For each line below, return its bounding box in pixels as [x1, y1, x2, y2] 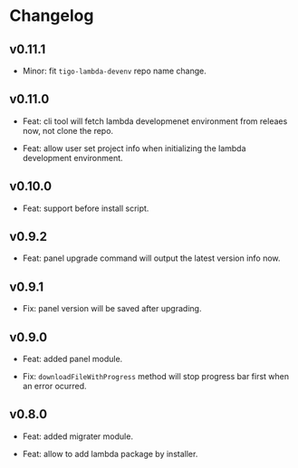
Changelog [9, 5, 94, 26]
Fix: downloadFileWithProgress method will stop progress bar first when [22, 371, 290, 382]
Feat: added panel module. [22, 354, 123, 365]
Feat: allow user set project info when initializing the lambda [22, 142, 246, 154]
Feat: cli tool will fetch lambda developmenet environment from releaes [22, 115, 288, 127]
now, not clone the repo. [22, 125, 114, 136]
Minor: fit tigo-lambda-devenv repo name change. [22, 65, 207, 76]
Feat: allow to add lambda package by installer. [22, 448, 198, 459]
